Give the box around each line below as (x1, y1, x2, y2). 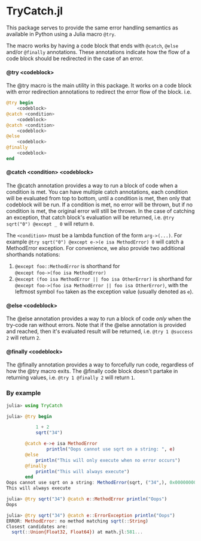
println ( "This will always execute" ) (35, 468, 130, 474)
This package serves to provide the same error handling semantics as (6, 24, 178, 31)
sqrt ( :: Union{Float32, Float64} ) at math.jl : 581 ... (11, 529, 144, 535)
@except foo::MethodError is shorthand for (14, 262, 120, 269)
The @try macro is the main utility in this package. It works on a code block (6, 82, 192, 89)
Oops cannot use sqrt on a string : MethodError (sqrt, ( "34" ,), (6, 480, 167, 486)
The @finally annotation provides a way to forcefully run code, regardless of (6, 361, 194, 368)
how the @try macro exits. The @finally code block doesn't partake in (6, 368, 178, 375)
